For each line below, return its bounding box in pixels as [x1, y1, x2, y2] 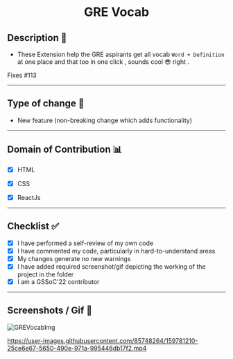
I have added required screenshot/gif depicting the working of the [17, 262, 206, 271]
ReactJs [17, 193, 41, 201]
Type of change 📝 [7, 98, 85, 110]
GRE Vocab [83, 4, 150, 20]
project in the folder [17, 270, 74, 278]
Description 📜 [7, 32, 67, 44]
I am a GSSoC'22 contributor [17, 277, 100, 285]
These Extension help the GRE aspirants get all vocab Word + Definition [17, 50, 225, 58]
